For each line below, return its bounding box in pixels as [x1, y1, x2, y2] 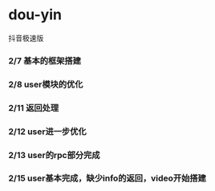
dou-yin [8, 6, 63, 24]
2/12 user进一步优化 [8, 126, 87, 137]
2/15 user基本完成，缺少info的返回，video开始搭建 [8, 173, 207, 184]
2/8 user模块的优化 [8, 79, 83, 90]
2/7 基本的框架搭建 [8, 55, 82, 66]
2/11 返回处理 [8, 102, 59, 113]
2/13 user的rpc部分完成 [8, 149, 100, 161]
